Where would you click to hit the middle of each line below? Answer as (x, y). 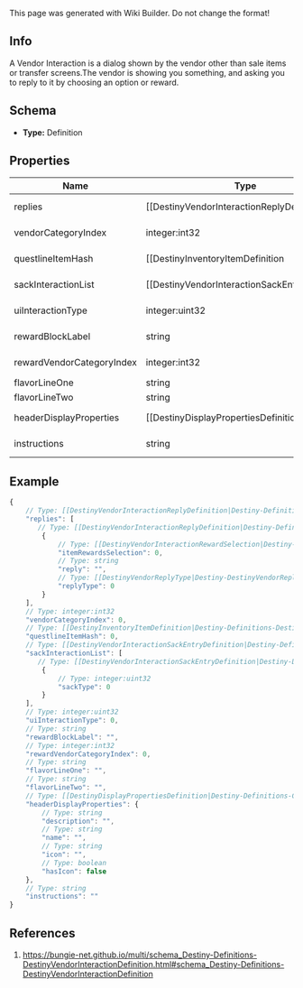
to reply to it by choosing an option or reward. (94, 82)
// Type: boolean (74, 863)
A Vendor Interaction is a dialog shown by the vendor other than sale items (148, 63)
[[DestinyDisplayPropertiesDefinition (223, 418)
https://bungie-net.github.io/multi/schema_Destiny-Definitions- (139, 955)
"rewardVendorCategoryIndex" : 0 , (88, 754)
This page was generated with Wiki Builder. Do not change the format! (140, 13)
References (42, 933)
